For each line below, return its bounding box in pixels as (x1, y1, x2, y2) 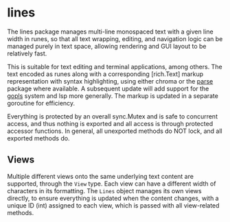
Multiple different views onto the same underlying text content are (7, 172, 194, 180)
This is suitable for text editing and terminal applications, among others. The (7, 62, 222, 71)
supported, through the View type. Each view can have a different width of (7, 180, 216, 188)
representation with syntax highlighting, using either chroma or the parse (7, 77, 214, 85)
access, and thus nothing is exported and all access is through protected (7, 119, 214, 127)
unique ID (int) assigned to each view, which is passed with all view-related (7, 201, 220, 210)
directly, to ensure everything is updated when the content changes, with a (7, 194, 219, 202)
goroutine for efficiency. (7, 99, 76, 107)
